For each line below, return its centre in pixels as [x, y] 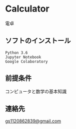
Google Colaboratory [27, 61]
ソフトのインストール [38, 41]
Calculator [27, 9]
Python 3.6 [16, 53]
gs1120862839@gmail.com [33, 121]
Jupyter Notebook [23, 57]
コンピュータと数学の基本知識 [36, 91]
